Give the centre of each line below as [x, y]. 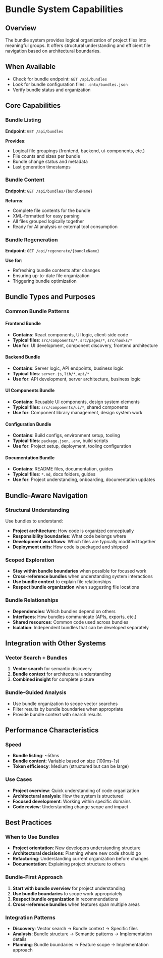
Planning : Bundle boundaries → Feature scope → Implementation [80, 944]
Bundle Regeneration [32, 240]
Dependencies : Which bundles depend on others [64, 611]
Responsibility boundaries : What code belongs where [69, 536]
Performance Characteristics [52, 730]
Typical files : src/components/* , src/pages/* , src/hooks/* [72, 340]
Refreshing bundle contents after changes [56, 270]
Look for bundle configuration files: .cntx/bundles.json [70, 84]
